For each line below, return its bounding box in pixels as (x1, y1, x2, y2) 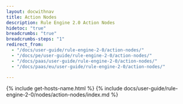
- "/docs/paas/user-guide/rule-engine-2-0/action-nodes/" (11, 58, 158, 64)
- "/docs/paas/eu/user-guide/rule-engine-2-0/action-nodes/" (11, 63, 166, 70)
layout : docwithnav (6, 8, 54, 15)
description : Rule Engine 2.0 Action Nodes (6, 19, 115, 25)
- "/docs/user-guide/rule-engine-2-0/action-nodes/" (11, 47, 145, 53)
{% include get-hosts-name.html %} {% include (6, 85, 123, 92)
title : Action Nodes (6, 14, 57, 20)
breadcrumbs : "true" (6, 31, 57, 37)
